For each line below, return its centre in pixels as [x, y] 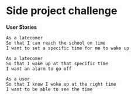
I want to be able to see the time [49, 89]
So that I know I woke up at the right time [61, 84]
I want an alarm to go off [39, 69]
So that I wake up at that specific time [57, 63]
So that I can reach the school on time [56, 43]
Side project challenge [62, 11]
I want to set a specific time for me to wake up [68, 48]
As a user [18, 79]
